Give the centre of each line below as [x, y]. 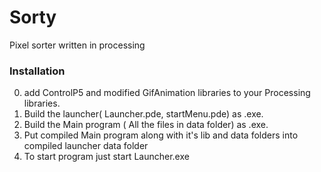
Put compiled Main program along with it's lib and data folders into [161, 135]
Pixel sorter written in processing [77, 45]
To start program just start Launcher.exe [106, 157]
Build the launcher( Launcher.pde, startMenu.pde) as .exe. [143, 114]
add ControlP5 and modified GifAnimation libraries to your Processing [167, 93]
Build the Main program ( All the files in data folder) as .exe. [146, 125]
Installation [37, 71]
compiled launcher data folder [86, 146]
